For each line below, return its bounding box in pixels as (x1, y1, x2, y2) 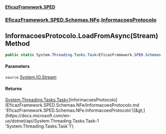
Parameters (5, 63, 30, 69)
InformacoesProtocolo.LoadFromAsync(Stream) (5, 31, 159, 40)
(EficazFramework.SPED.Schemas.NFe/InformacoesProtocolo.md (5, 102, 140, 108)
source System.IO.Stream (5, 74, 57, 80)
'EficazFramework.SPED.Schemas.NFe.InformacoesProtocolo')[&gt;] (5, 107, 146, 113)
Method (5, 39, 30, 48)
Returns (5, 86, 22, 91)
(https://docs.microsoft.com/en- (5, 112, 71, 119)
